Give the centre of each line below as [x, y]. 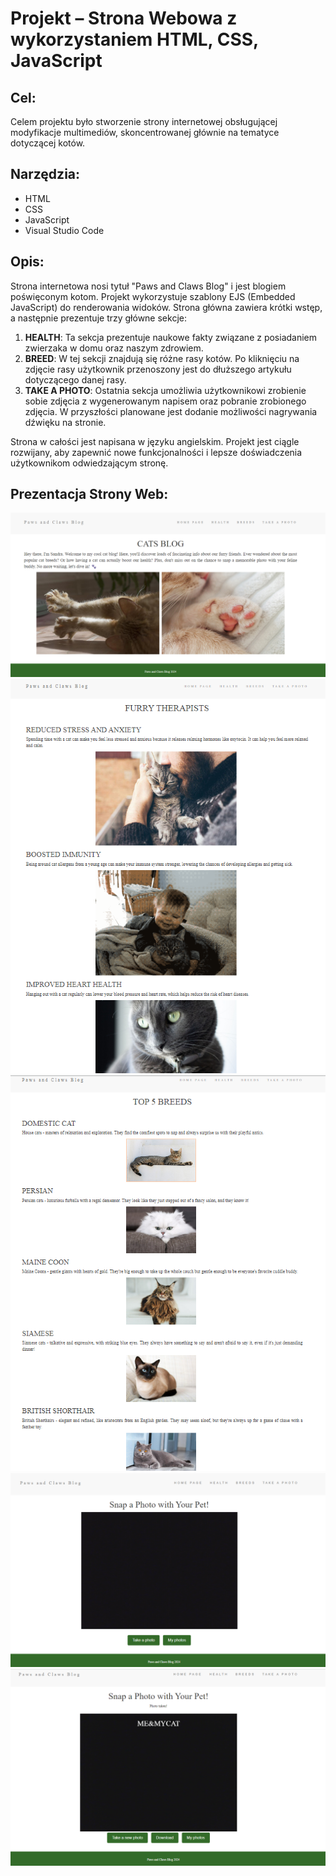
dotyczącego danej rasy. [75, 379]
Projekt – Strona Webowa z [124, 18]
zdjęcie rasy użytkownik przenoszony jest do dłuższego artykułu [158, 369]
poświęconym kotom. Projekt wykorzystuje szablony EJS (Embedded [153, 296]
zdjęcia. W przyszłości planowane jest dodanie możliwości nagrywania [171, 411]
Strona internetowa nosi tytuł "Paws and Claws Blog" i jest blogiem [148, 286]
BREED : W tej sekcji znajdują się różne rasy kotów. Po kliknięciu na [162, 358]
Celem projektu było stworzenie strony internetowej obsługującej [144, 121]
